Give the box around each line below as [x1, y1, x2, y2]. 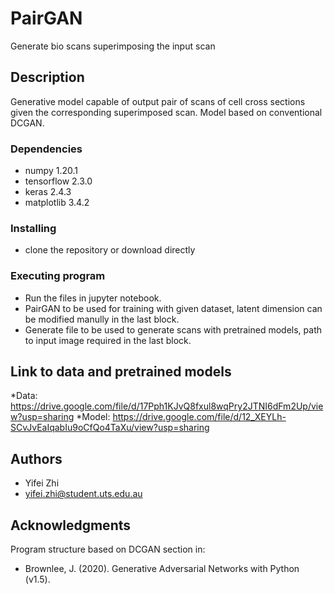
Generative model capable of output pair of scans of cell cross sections [10, 95, 306, 107]
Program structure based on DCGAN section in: [10, 543, 206, 556]
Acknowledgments [10, 517, 132, 534]
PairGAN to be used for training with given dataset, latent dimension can [24, 302, 323, 314]
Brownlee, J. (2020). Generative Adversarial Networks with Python [24, 563, 300, 575]
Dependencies [10, 142, 83, 156]
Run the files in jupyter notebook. [24, 292, 162, 304]
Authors [10, 450, 63, 467]
